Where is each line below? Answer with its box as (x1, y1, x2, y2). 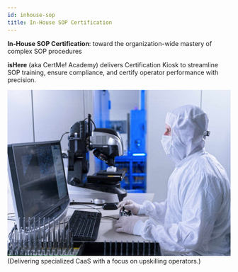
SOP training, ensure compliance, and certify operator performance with (7, 68, 219, 76)
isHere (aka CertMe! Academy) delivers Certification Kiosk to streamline (7, 60, 218, 69)
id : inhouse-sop (7, 11, 55, 18)
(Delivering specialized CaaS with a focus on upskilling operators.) (7, 257, 201, 266)
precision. (7, 75, 37, 84)
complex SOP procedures (7, 47, 83, 55)
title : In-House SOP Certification (7, 18, 113, 26)
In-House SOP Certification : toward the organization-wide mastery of (7, 39, 212, 47)
